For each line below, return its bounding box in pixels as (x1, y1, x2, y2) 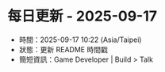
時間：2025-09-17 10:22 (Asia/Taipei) (18, 35, 142, 44)
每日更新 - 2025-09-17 (7, 7, 158, 25)
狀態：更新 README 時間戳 (18, 44, 108, 54)
